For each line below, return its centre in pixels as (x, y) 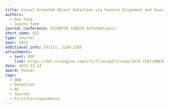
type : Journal (20, 38)
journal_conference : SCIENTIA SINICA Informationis (60, 29)
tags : (11, 75)
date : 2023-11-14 (23, 66)
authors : (14, 15)
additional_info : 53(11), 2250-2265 (44, 47)
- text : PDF (22, 57)
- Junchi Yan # (24, 24)
